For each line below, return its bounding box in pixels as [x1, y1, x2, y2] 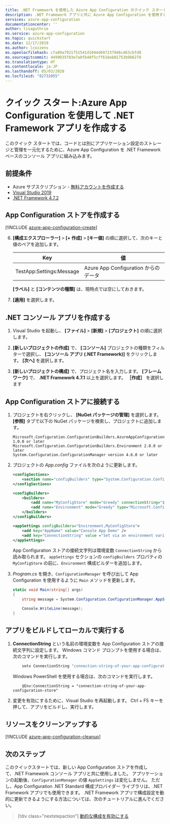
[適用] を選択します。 [12, 297, 57, 303]
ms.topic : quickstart [5, 36, 51, 41]
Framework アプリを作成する [5, 122, 127, 134]
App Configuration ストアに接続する [5, 397, 120, 406]
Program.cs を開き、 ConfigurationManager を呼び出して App [12, 571, 139, 577]
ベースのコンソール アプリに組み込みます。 [5, 153, 95, 159]
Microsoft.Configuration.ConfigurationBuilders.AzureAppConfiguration [12, 435, 165, 440]
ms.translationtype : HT [5, 59, 56, 65]
